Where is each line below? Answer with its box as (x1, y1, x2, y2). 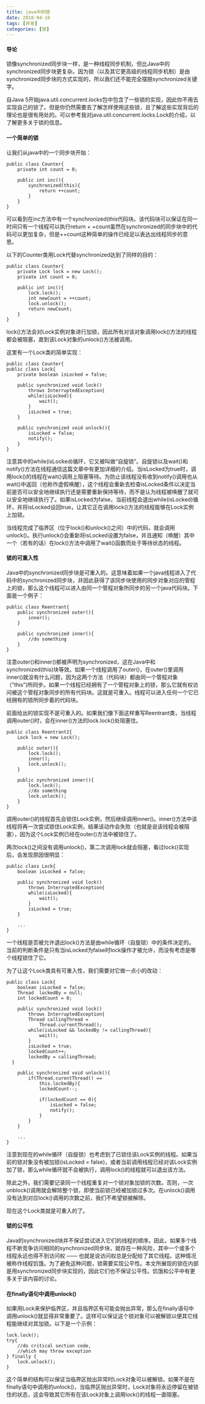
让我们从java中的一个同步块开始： (6, 149, 92, 156)
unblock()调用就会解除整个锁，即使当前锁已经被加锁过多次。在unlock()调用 (6, 1186, 196, 1194)
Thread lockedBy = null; (17, 989, 84, 996)
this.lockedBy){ (38, 1080, 81, 1086)
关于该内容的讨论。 (11, 1275, 60, 1283)
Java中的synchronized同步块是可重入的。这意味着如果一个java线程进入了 (6, 568, 191, 576)
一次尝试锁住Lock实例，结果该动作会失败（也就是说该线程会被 (27, 823, 184, 830)
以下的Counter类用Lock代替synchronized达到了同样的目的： (6, 251, 159, 258)
